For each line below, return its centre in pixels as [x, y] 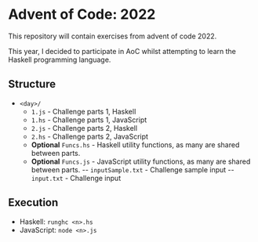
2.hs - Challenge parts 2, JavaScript [90, 136]
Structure [32, 84]
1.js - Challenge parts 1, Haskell [84, 111]
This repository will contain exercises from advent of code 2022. [113, 36]
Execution [33, 202]
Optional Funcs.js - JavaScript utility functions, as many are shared [141, 161]
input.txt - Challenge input [76, 178]
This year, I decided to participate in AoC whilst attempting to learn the [122, 51]
